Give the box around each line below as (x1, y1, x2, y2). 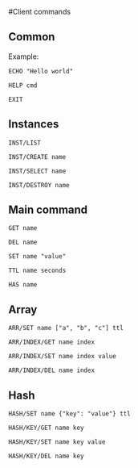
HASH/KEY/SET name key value (8, 438, 106, 446)
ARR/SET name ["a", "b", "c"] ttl (8, 324, 124, 332)
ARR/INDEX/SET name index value (8, 353, 116, 361)
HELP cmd (8, 81, 38, 90)
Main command (8, 203, 88, 217)
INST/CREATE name (8, 153, 67, 161)
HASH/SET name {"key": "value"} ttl (8, 410, 131, 418)
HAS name (8, 281, 38, 289)
